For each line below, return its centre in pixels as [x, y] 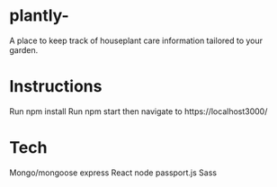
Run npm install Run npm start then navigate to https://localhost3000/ [138, 111]
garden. [24, 49]
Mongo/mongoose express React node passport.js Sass [113, 173]
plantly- [39, 16]
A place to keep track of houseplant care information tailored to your [136, 40]
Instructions [56, 87]
